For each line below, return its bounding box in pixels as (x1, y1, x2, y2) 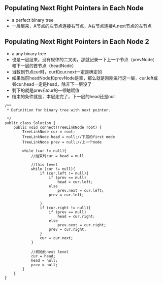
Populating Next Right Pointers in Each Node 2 (4, 37, 150, 46)
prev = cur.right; (48, 227, 87, 232)
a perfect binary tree (11, 17, 54, 23)
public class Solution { (4, 120, 56, 125)
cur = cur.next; (39, 235, 73, 241)
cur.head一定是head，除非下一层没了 (16, 81, 92, 87)
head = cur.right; (57, 214, 96, 219)
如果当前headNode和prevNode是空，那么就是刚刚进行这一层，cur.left (11, 75, 154, 81)
